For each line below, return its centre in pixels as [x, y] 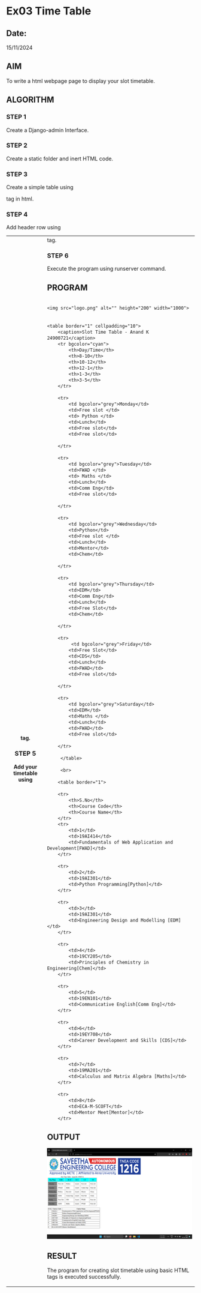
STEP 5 [25, 753]
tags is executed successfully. [84, 1277]
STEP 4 [17, 214]
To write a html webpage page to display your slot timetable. [81, 81]
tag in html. [20, 199]
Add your [25, 767]
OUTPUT [64, 1137]
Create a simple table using [40, 187]
